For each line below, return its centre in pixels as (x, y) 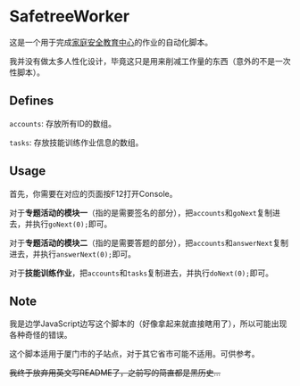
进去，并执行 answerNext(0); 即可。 (73, 254)
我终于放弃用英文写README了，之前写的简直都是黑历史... (115, 373)
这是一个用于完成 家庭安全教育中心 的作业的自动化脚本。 (111, 42)
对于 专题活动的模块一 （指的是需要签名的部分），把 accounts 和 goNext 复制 (141, 212)
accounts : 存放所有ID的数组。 (63, 123)
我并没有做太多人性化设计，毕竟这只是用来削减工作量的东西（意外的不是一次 (150, 61)
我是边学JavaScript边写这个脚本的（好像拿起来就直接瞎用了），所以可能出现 (148, 324)
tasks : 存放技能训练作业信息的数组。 (76, 142)
